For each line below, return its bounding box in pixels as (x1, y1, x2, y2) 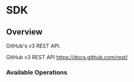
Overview (6, 27, 43, 37)
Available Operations (6, 68, 68, 76)
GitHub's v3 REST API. (6, 42, 61, 49)
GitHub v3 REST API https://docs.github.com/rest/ (6, 54, 128, 60)
